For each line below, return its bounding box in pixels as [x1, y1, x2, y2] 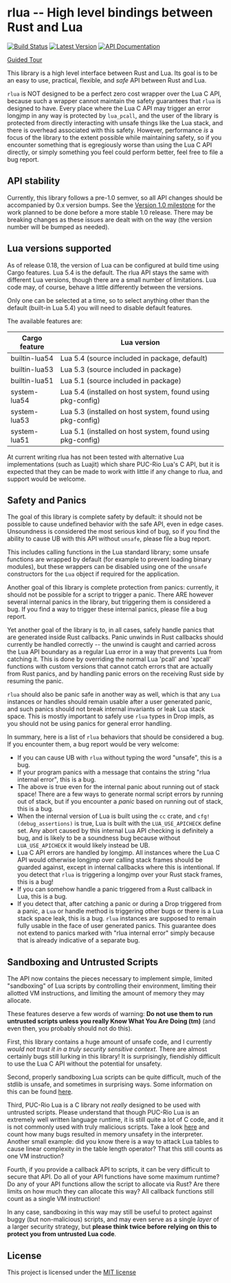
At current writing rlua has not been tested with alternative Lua [7, 453, 184, 461]
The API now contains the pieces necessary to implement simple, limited [7, 975, 213, 983]
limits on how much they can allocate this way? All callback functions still [7, 1187, 214, 1196]
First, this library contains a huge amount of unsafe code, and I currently [7, 1037, 212, 1046]
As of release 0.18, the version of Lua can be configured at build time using [7, 261, 219, 269]
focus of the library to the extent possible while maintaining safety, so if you [7, 133, 222, 142]
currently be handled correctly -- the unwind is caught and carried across [7, 640, 217, 649]
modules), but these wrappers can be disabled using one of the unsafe [7, 563, 208, 571]
